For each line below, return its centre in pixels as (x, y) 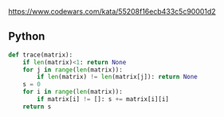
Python (27, 36)
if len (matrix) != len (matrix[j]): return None (117, 77)
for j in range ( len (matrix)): (73, 70)
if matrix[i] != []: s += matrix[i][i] (103, 99)
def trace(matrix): (41, 55)
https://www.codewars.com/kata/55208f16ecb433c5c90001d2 (112, 12)
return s (37, 107)
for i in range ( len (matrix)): (73, 92)
